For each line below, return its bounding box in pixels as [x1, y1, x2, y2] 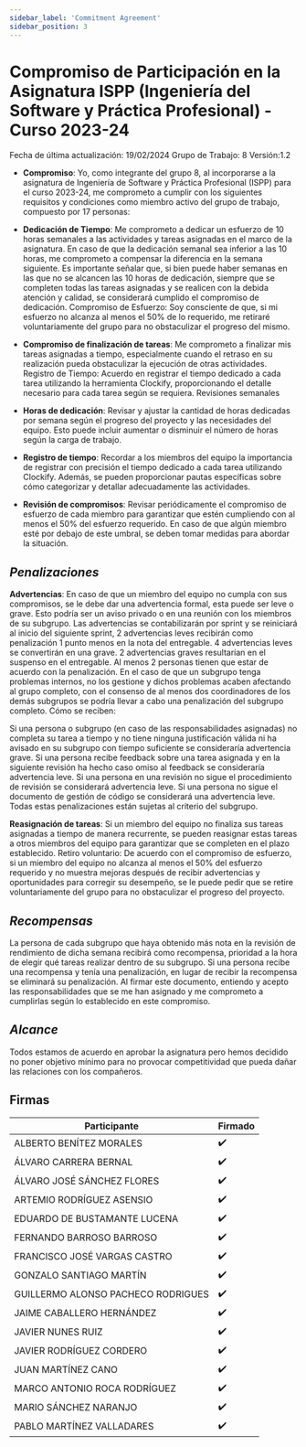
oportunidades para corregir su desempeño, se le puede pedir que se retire [9, 877, 294, 888]
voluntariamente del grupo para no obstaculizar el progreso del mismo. [22, 321, 290, 332]
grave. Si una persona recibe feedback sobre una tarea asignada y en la [9, 752, 280, 764]
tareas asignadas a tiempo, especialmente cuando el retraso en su [22, 348, 273, 359]
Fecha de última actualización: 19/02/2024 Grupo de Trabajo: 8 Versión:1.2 [9, 150, 291, 161]
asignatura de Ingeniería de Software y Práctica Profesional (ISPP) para [22, 177, 292, 188]
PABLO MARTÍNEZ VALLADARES [14, 1420, 154, 1432]
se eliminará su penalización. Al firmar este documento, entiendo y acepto [9, 976, 290, 988]
